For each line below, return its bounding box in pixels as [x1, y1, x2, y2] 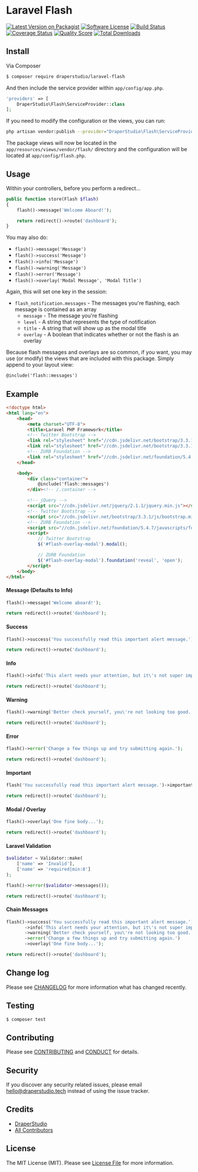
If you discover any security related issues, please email [6, 1081, 143, 1088]
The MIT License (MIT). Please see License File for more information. [6, 1159, 174, 1166]
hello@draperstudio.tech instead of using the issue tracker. [6, 1088, 150, 1095]
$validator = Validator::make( [6, 856, 83, 861]
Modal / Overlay [6, 805, 46, 812]
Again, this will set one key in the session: [6, 288, 107, 295]
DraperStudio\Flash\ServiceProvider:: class [16, 101, 126, 107]
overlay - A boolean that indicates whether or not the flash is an [23, 331, 179, 338]
